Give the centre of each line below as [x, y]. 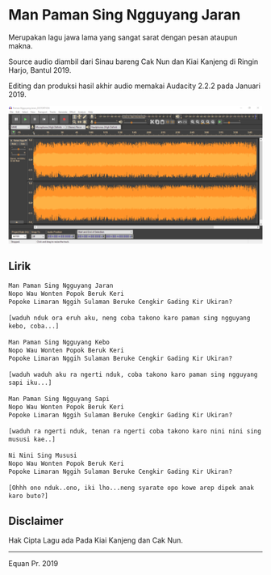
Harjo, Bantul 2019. [40, 70]
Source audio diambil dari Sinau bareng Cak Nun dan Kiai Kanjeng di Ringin [133, 61]
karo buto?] [28, 496]
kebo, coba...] [34, 326]
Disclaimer [36, 520]
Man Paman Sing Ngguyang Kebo [59, 342]
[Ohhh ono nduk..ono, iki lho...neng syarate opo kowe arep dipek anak [131, 488]
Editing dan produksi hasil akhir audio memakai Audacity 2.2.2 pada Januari [134, 86]
